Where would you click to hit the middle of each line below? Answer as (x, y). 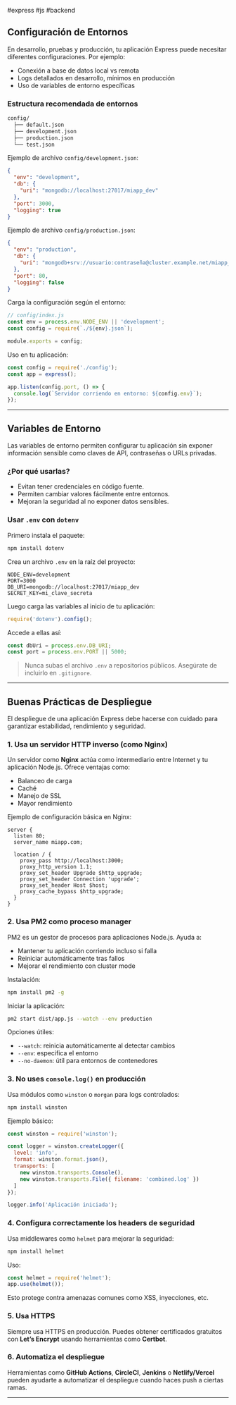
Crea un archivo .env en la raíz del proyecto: (71, 562)
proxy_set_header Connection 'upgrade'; (80, 879)
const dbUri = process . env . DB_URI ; (59, 645)
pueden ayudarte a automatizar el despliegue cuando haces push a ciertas (116, 1380)
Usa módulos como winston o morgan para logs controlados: (94, 1094)
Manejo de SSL (39, 796)
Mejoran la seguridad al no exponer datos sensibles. (93, 502)
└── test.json (34, 145)
